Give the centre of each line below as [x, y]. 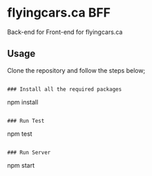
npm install [23, 102]
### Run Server [29, 152]
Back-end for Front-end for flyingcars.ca [65, 32]
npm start [21, 165]
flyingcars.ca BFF [59, 13]
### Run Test [26, 121]
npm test [20, 134]
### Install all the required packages [65, 89]
